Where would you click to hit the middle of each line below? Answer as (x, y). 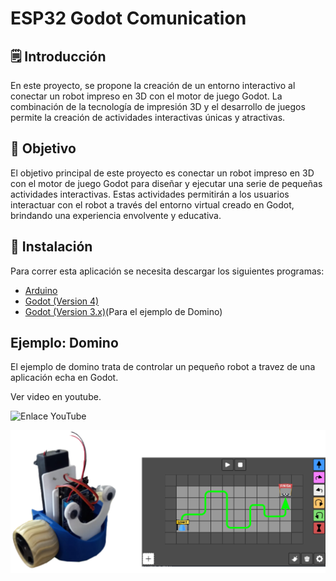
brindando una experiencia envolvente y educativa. (116, 215)
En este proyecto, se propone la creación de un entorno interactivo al (153, 85)
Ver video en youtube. (56, 397)
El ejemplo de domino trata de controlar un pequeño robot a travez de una (163, 367)
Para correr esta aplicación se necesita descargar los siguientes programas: (167, 271)
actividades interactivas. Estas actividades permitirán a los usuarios (150, 194)
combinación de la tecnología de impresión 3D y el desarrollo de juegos (158, 106)
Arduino (41, 290)
